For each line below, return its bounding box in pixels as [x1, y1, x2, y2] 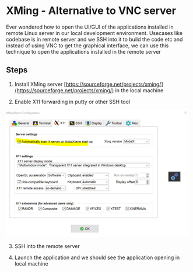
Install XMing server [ [14, 81, 66, 88]
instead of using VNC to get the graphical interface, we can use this [6, 42, 169, 49]
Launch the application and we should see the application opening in [14, 254, 180, 261]
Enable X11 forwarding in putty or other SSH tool [14, 98, 130, 105]
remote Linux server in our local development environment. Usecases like [6, 29, 183, 36]
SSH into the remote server [14, 242, 80, 249]
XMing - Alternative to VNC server [6, 4, 177, 18]
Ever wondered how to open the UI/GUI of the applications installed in [6, 23, 174, 30]
